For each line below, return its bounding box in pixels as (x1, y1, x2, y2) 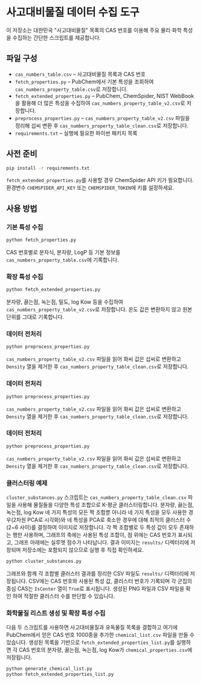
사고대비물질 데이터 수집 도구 (6, 5, 140, 19)
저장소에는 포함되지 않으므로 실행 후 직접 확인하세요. (22, 546, 144, 553)
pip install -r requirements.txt (6, 165, 90, 171)
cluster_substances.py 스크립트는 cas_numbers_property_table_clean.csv (6, 494, 187, 501)
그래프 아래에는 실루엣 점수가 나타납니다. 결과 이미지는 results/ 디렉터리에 (14, 539, 190, 546)
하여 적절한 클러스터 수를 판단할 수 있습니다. (12, 592, 115, 599)
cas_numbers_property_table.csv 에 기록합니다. (6, 256, 119, 263)
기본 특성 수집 (6, 223, 44, 231)
